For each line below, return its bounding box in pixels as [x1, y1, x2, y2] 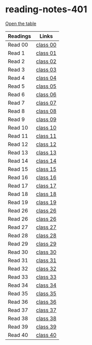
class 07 [36, 99, 57, 106]
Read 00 [8, 41, 28, 48]
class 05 [36, 83, 57, 90]
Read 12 [8, 140, 28, 147]
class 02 [36, 58, 57, 65]
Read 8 [8, 107, 25, 114]
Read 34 [8, 282, 28, 289]
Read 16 [8, 174, 28, 181]
